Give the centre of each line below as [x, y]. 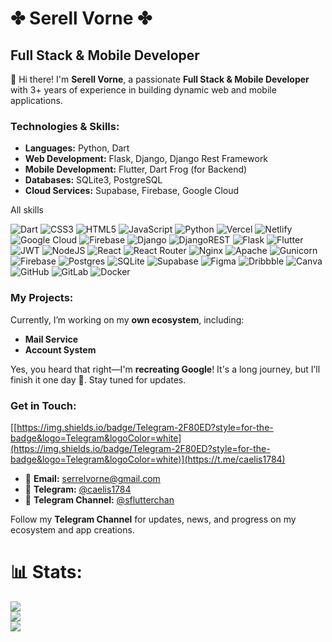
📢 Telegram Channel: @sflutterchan [99, 499]
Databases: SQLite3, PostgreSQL [93, 180]
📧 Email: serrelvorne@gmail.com [92, 478]
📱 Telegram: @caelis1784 [78, 489]
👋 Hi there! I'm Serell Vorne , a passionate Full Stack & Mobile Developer [160, 79]
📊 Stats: [46, 572]
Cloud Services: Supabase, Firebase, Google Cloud [132, 191]
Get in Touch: [43, 405]
